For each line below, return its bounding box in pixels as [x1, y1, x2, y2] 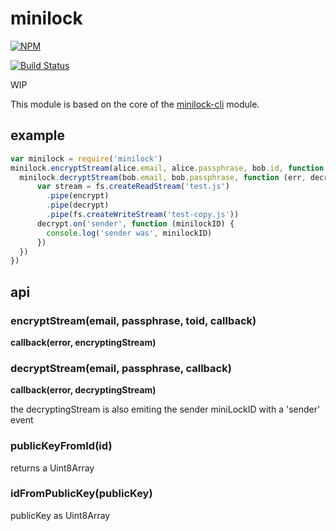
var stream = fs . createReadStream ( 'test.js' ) [36, 182, 230, 192]
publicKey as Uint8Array [10, 509, 111, 521]
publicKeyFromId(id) [10, 439, 113, 453]
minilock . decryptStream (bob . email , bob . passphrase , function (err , [19, 172, 307, 182]
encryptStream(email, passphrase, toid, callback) [10, 313, 257, 327]
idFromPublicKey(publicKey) [10, 487, 153, 501]
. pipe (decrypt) [46, 200, 110, 211]
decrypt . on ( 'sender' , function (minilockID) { [36, 218, 235, 229]
